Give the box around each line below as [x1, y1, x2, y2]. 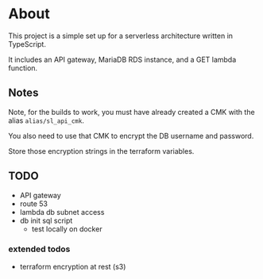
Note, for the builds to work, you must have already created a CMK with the [8, 107, 256, 117]
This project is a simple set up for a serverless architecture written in [8, 31, 233, 40]
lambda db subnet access [19, 207, 105, 216]
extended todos [8, 243, 71, 254]
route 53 [19, 199, 48, 208]
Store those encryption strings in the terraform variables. [8, 146, 195, 155]
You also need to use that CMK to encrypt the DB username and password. [8, 131, 254, 140]
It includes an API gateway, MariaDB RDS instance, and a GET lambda [8, 55, 237, 64]
